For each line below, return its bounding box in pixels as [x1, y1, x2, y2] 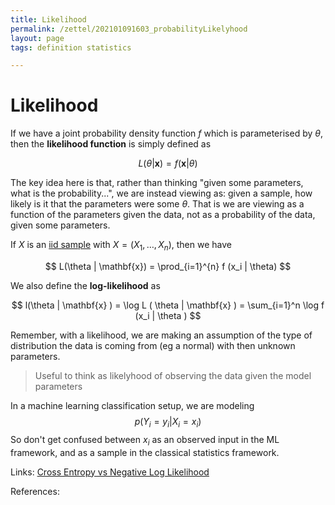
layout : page [10, 33, 65, 43]
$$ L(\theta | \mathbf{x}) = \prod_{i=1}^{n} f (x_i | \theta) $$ [44, 260, 292, 272]
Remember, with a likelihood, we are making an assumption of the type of [10, 329, 313, 341]
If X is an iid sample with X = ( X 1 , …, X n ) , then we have [10, 239, 232, 253]
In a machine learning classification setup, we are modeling [10, 399, 255, 411]
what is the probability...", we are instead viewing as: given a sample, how [10, 187, 313, 200]
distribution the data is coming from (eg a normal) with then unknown [10, 339, 296, 351]
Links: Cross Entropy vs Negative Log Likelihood [10, 466, 210, 478]
